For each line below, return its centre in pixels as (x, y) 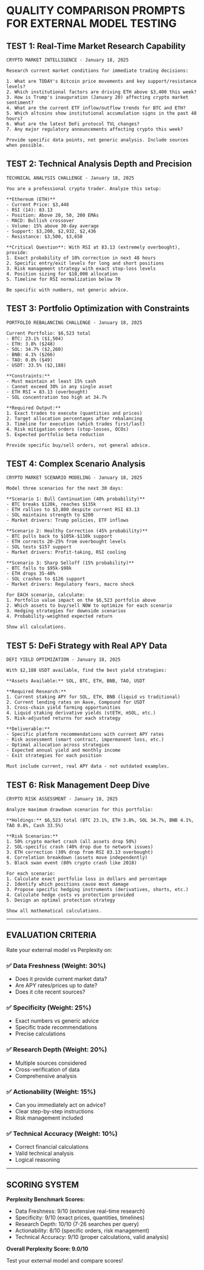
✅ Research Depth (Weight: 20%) (57, 1050)
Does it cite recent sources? (50, 992)
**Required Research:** (36, 692)
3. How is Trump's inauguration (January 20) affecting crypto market (97, 97)
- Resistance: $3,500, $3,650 (45, 236)
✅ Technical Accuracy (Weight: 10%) (62, 1134)
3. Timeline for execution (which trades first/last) (76, 424)
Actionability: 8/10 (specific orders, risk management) (82, 1230)
